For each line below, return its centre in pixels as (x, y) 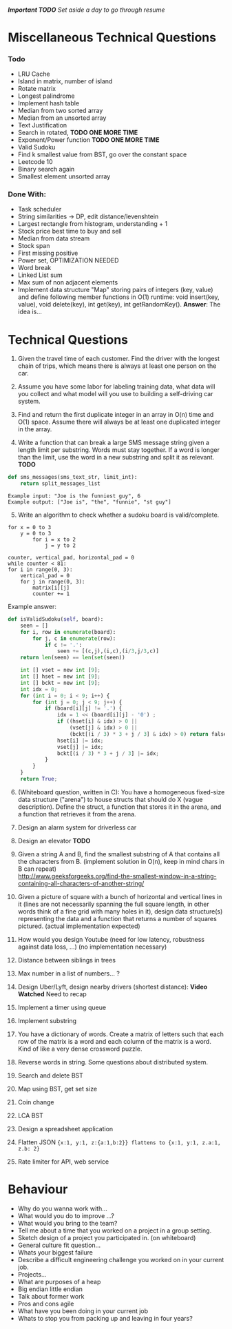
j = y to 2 (60, 546)
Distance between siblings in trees (67, 960)
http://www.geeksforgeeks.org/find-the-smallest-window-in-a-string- (117, 876)
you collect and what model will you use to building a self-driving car (115, 394)
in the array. (35, 429)
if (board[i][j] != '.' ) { (83, 709)
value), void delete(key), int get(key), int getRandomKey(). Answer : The (119, 305)
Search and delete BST (50, 1075)
